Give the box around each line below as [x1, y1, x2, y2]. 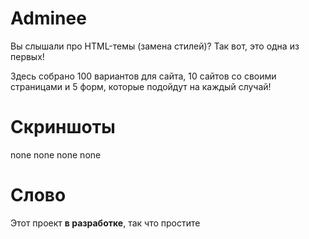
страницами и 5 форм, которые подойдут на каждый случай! [10, 80, 272, 92]
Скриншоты [10, 116, 116, 139]
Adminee [10, 7, 87, 30]
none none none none [10, 148, 102, 161]
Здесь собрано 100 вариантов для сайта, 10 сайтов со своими [10, 70, 277, 82]
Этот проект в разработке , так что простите [10, 217, 201, 229]
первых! [10, 50, 45, 62]
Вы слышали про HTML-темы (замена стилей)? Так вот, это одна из [10, 40, 300, 52]
